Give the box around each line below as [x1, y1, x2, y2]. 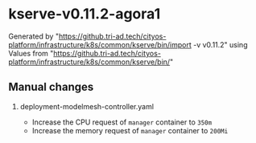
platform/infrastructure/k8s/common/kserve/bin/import [8, 39, 192, 49]
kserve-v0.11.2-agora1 [8, 5, 161, 23]
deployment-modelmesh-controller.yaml [19, 101, 155, 111]
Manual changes [8, 80, 94, 94]
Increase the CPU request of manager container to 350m [31, 117, 213, 127]
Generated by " [8, 31, 59, 41]
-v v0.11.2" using [192, 39, 248, 49]
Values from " [8, 48, 54, 58]
